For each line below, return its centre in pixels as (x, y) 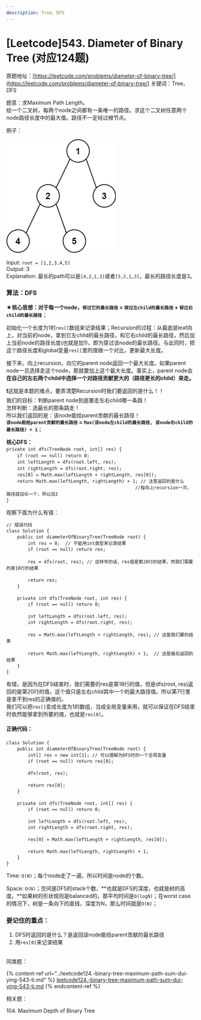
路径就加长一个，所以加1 (32, 494)
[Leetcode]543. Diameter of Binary (95, 43)
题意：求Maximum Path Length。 (47, 102)
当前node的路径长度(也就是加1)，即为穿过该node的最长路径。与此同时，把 (103, 343)
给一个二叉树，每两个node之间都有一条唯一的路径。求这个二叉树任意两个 (97, 110)
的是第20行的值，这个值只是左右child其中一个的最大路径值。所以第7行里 (101, 691)
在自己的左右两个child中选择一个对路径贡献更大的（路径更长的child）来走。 (100, 378)
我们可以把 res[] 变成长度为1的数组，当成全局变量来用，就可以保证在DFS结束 (100, 706)
